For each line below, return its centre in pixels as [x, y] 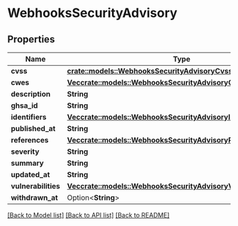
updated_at [30, 175]
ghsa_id [24, 106]
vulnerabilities [35, 186]
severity [25, 152]
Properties [31, 39]
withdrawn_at [34, 198]
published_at [33, 129]
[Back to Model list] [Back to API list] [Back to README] [89, 215]
